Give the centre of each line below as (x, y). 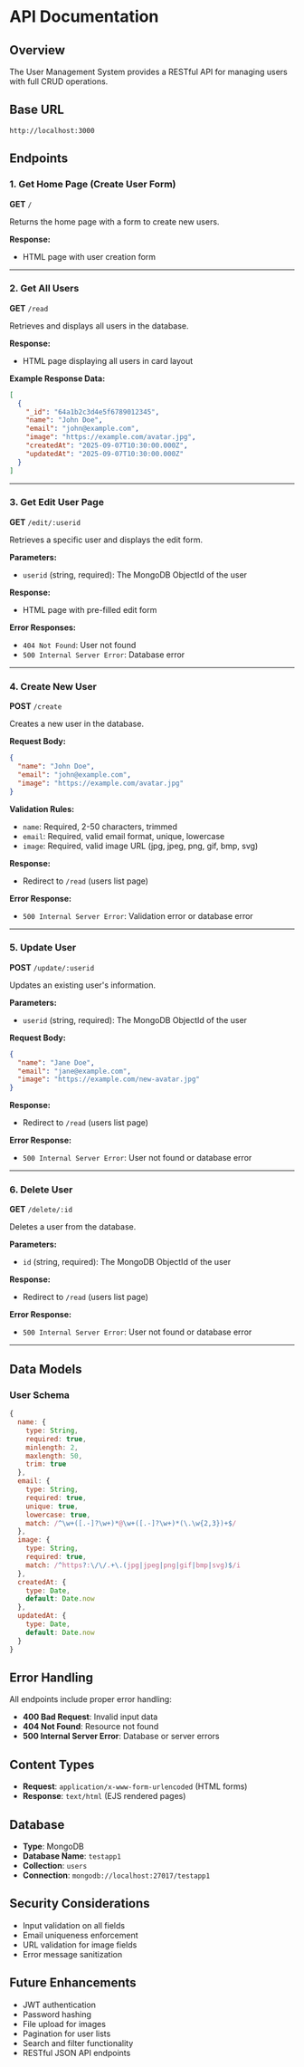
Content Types (52, 1764)
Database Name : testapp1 (72, 1856)
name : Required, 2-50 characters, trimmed (100, 827)
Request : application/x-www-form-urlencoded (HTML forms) (135, 1786)
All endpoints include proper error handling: (90, 1699)
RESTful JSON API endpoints (76, 2053)
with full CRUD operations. (59, 81)
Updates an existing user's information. (83, 985)
